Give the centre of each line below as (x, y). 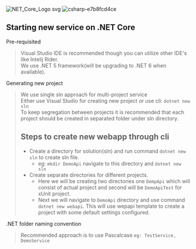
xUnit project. (54, 193)
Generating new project (35, 83)
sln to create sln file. (54, 157)
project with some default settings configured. (94, 212)
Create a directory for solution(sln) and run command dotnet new (107, 151)
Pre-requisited (23, 42)
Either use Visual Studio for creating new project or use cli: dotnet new (105, 100)
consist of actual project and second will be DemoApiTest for (110, 187)
